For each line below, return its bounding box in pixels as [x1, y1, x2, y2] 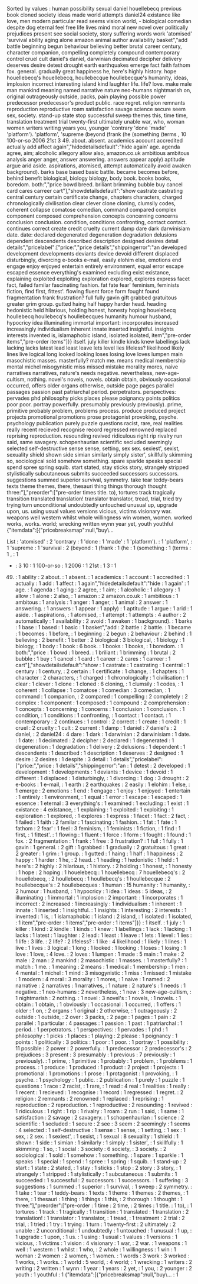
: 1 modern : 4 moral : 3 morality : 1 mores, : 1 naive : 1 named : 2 [15, 976, 170, 982]
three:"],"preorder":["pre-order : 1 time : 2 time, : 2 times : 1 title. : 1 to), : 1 [15, 1202, 193, 1209]
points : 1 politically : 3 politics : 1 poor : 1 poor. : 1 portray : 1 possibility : [15, 1039, 189, 1046]
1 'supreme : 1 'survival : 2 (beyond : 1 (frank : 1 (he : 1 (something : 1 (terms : [6, 544, 192, 551]
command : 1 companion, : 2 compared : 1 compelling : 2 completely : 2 [15, 693, 188, 700]
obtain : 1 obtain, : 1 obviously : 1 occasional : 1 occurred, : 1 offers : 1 [15, 1001, 181, 1008]
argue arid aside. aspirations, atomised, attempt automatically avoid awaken [6, 162, 191, 169]
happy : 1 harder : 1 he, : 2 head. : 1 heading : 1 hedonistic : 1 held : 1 [15, 856, 179, 863]
